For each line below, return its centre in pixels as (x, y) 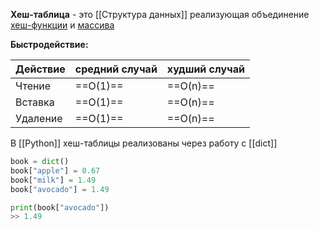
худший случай (205, 69)
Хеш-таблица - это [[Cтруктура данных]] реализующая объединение (160, 14)
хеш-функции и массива (62, 25)
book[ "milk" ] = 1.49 (53, 180)
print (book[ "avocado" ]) (60, 207)
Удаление (39, 118)
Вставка (35, 102)
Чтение (33, 86)
